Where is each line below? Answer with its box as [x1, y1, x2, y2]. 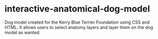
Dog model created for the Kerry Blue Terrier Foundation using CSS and [4, 19, 150, 25]
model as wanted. [4, 29, 41, 35]
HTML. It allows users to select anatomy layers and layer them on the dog [4, 24, 153, 30]
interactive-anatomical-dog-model [4, 3, 150, 14]
